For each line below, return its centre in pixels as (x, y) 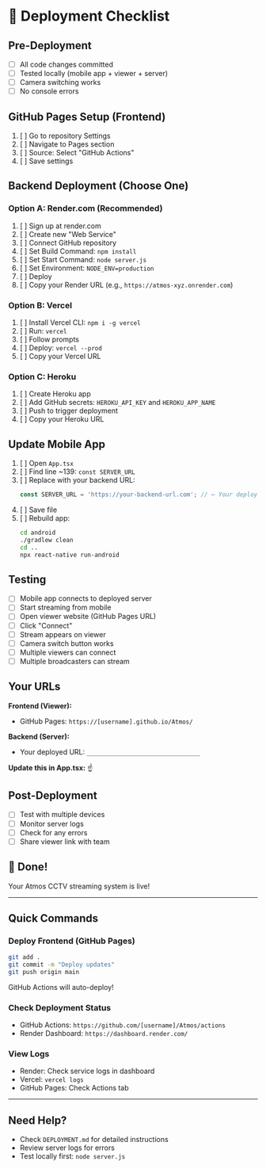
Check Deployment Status (60, 1007)
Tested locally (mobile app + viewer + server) (94, 74)
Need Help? (38, 1120)
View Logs (29, 1054)
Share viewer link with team (65, 841)
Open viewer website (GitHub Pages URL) (88, 617)
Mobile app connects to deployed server (86, 598)
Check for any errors (53, 832)
